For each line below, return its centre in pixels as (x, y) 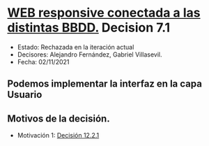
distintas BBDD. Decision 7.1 (89, 28)
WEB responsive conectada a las (104, 13)
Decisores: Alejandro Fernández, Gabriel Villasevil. (90, 54)
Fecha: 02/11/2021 (43, 61)
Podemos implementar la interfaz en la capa (104, 84)
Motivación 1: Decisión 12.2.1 (58, 136)
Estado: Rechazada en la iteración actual (76, 47)
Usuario (25, 95)
